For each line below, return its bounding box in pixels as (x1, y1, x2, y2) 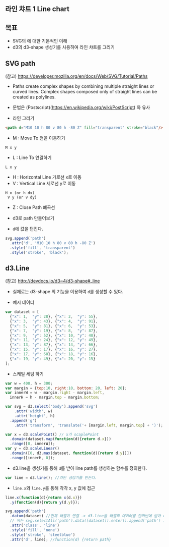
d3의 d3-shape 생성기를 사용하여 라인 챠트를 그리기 (12, 44, 115, 50)
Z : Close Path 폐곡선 (12, 204, 55, 210)
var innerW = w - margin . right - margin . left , (5, 390, 105, 395)
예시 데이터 (12, 299, 35, 305)
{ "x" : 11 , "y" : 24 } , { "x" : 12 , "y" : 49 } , (10, 338, 98, 343)
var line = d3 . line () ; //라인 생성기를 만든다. (5, 475, 97, 480)
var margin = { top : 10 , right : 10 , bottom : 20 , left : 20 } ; (5, 386, 127, 391)
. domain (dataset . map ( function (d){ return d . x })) (10, 436, 112, 442)
